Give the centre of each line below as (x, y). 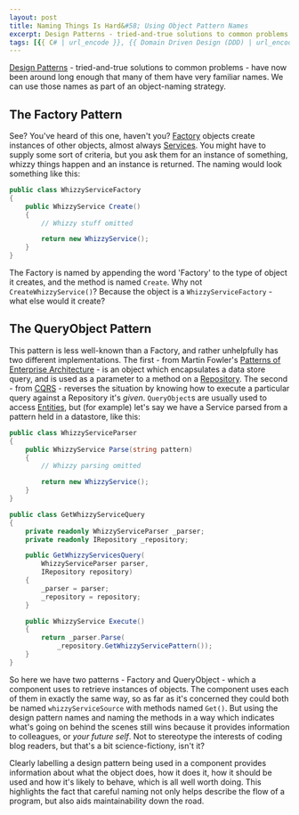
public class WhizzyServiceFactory (75, 190)
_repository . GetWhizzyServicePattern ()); (135, 646)
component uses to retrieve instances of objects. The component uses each (149, 689)
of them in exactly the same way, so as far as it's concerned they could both (149, 698)
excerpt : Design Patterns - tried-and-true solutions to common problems (149, 34)
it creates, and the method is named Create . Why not (106, 282)
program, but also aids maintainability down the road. (107, 801)
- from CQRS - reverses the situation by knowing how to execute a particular (149, 388)
